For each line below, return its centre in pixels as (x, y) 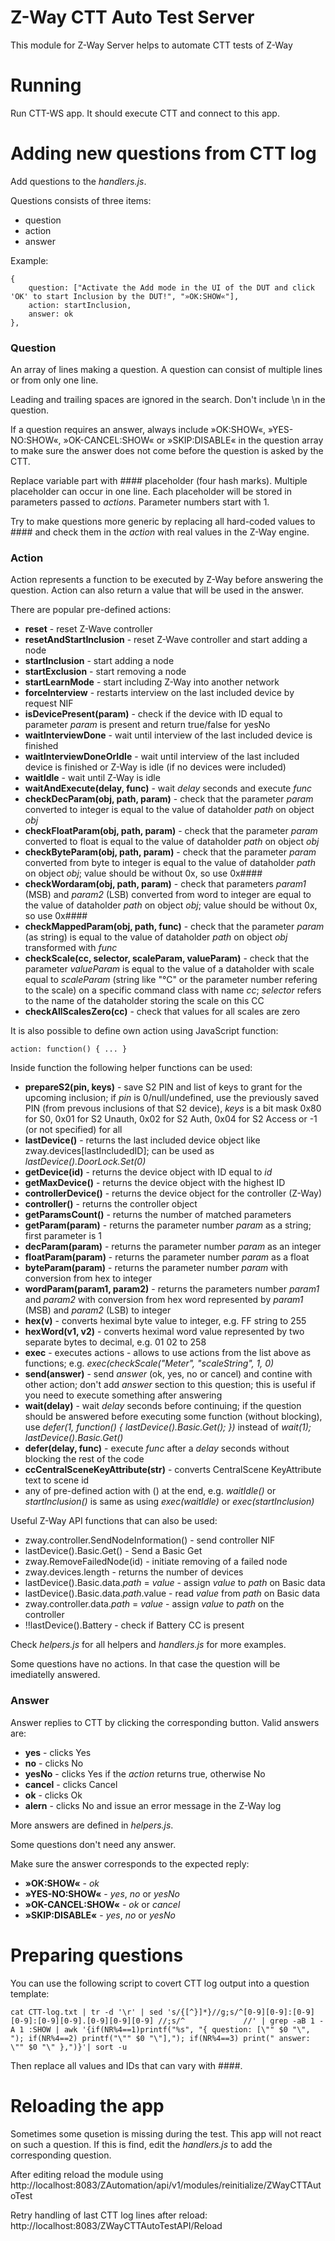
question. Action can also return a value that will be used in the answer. (157, 590)
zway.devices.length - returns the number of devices (134, 1572)
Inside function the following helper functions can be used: (131, 1068)
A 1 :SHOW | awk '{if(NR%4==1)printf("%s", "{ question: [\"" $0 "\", (160, 2029)
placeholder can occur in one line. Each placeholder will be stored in (151, 492)
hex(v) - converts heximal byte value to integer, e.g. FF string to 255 (165, 1321)
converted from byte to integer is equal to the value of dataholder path (170, 863)
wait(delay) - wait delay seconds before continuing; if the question (163, 1406)
